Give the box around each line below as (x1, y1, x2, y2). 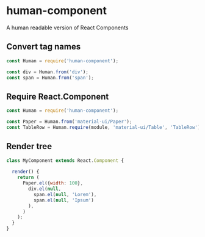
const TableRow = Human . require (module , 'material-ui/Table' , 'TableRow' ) (6, 124, 201, 130)
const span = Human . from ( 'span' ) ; (6, 75, 95, 81)
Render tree (6, 141, 52, 151)
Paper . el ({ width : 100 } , (22, 180, 84, 186)
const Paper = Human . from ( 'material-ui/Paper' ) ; (6, 119, 132, 125)
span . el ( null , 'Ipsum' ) (33, 197, 95, 203)
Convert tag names (6, 42, 81, 52)
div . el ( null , (28, 186, 62, 192)
